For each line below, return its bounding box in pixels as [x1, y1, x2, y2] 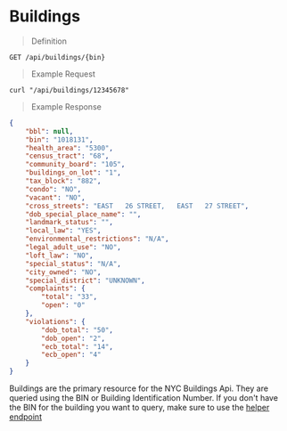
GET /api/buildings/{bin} [9, 53, 105, 61]
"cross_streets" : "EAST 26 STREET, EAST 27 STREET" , [25, 201, 250, 210]
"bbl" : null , [25, 126, 74, 135]
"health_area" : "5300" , [25, 143, 114, 152]
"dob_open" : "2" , [41, 334, 105, 343]
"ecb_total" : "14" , [41, 342, 114, 351]
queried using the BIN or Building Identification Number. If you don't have [9, 393, 279, 403]
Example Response [30, 101, 102, 112]
